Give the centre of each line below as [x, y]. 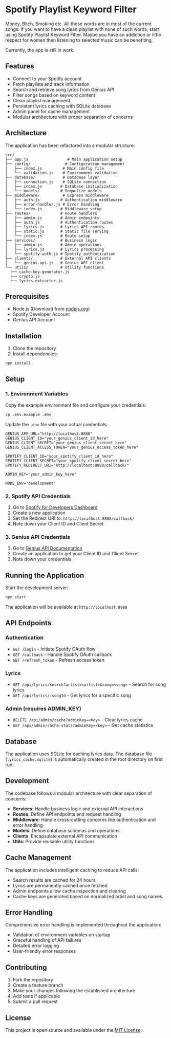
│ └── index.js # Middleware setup [54, 209]
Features [20, 66]
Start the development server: [37, 588]
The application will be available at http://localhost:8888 [66, 607]
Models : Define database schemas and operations [66, 830]
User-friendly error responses [44, 951]
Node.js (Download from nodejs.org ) [51, 309]
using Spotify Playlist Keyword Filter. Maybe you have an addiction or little [83, 34]
